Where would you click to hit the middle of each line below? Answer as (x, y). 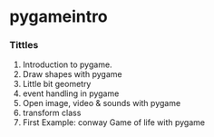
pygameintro (58, 17)
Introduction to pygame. (67, 64)
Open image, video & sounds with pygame (102, 103)
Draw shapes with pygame (72, 74)
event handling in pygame (71, 93)
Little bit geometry (57, 84)
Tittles (24, 45)
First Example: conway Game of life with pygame (114, 122)
